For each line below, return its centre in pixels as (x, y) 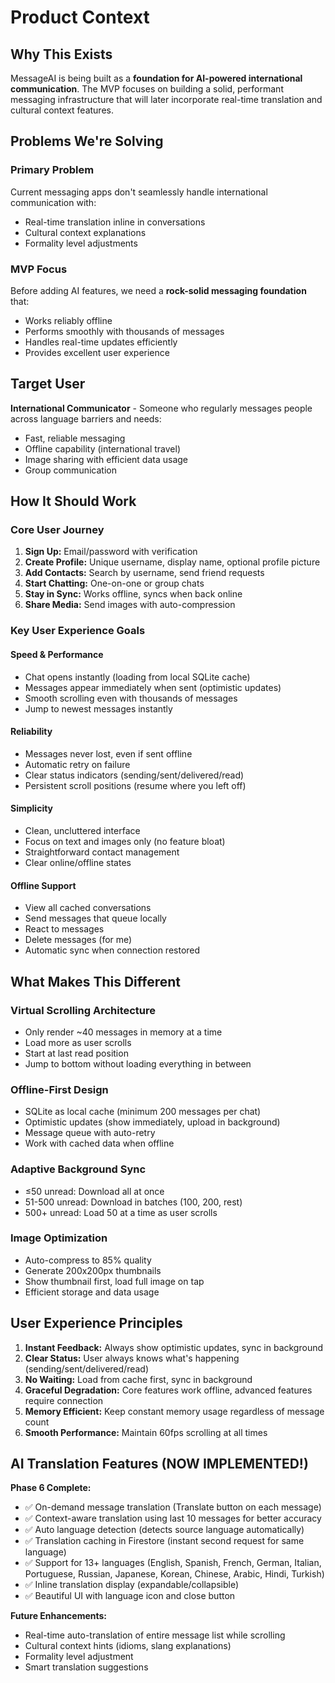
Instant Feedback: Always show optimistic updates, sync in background (173, 1347)
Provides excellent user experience (97, 352)
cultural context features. (62, 110)
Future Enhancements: (59, 1616)
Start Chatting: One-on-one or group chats (114, 583)
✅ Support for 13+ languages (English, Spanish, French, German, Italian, (173, 1563)
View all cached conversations (88, 908)
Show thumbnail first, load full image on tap (114, 1281)
